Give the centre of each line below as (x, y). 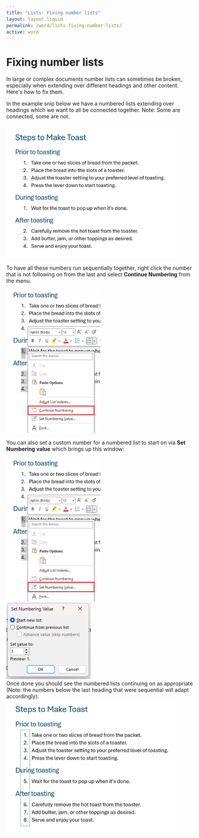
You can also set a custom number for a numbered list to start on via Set (96, 443)
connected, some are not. (38, 116)
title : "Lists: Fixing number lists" (54, 13)
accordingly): (23, 696)
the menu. (19, 281)
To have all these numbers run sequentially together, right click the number (99, 268)
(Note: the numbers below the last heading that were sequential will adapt (98, 690)
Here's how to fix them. (35, 92)
